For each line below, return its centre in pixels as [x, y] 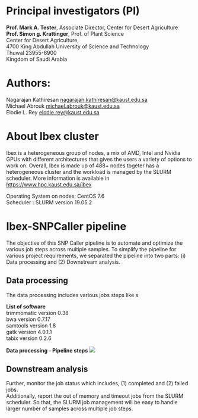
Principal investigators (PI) [73, 11]
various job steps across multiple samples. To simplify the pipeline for [91, 249]
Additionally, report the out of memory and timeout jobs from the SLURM [95, 396]
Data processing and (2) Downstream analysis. [63, 262]
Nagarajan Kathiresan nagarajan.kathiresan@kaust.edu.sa [77, 99]
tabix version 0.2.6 [29, 338]
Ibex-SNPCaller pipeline [66, 226]
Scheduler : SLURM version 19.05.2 [49, 202]
